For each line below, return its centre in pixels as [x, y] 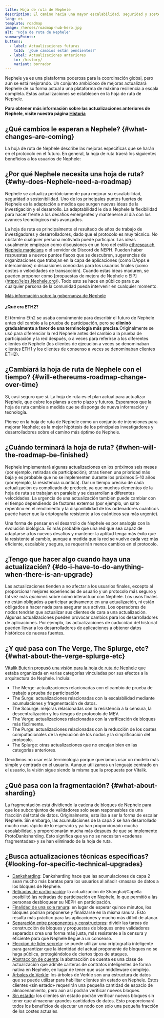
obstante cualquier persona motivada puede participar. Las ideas [70, 239]
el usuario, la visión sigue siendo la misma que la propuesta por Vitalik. [76, 770]
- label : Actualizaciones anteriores [48, 55]
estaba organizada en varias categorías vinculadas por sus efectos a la [76, 673]
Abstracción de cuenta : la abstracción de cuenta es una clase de [77, 959]
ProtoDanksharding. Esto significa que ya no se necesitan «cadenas [73, 836]
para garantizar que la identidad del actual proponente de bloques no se [85, 949]
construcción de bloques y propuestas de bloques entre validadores [81, 928]
